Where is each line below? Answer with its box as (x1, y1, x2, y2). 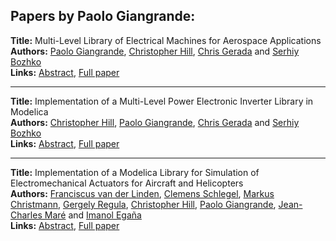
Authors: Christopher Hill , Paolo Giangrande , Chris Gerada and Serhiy (10, 116, 300, 128)
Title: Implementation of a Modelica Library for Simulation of (10, 166, 260, 178)
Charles (10, 209, 43, 221)
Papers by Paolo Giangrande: (10, 8, 196, 25)
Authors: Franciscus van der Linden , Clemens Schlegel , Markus (10, 187, 275, 199)
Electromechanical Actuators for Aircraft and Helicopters (10, 177, 244, 189)
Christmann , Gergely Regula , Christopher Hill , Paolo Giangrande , (10, 198, 277, 210)
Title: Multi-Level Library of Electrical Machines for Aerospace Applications (10, 34, 322, 46)
